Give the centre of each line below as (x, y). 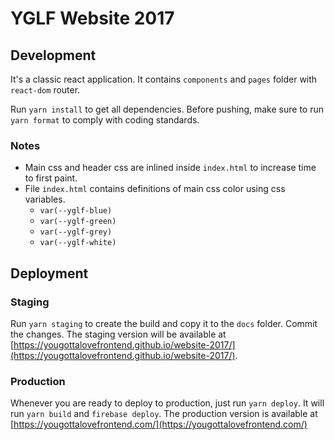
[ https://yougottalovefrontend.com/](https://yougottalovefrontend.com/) (159, 424)
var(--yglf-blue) (76, 211)
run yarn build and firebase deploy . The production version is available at (164, 414)
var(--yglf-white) (78, 243)
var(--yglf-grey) (76, 232)
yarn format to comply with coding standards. (105, 120)
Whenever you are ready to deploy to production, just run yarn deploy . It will (167, 403)
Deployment (49, 273)
